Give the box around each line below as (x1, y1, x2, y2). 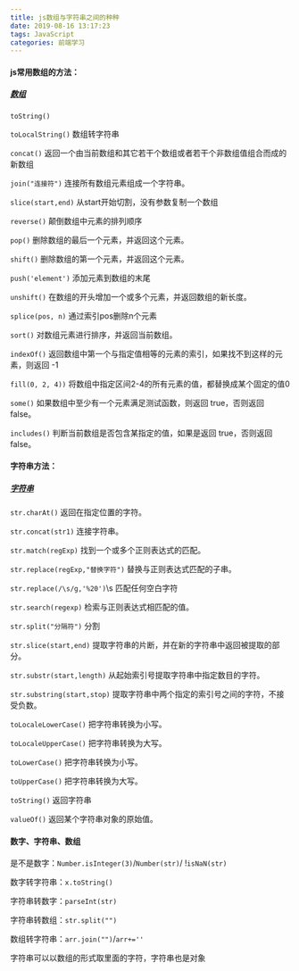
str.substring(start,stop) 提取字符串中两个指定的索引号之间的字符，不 (10, 689, 277, 700)
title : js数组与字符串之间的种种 (10, 12, 120, 22)
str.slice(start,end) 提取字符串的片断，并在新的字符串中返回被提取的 (10, 640, 273, 651)
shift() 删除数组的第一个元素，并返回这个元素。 (10, 253, 190, 264)
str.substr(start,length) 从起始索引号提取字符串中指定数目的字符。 (10, 670, 265, 681)
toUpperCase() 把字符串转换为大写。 (10, 776, 144, 786)
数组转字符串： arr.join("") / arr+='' (10, 934, 145, 944)
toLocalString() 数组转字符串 (10, 129, 120, 139)
